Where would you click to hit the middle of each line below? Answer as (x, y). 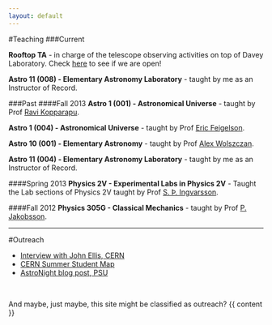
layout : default (36, 16)
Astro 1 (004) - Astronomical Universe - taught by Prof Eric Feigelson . (127, 127)
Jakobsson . (28, 216)
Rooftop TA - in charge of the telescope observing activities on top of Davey (136, 54)
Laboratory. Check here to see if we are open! (85, 63)
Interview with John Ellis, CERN (72, 255)
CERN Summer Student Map (67, 263)
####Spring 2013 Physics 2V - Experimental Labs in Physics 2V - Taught (132, 183)
